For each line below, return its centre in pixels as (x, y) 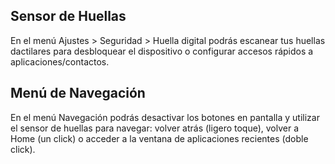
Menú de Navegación (78, 93)
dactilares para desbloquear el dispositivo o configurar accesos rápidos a (162, 51)
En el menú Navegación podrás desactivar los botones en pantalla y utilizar (165, 117)
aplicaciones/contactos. (60, 61)
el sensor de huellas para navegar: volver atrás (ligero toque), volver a (155, 128)
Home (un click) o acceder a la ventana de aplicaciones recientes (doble (159, 138)
